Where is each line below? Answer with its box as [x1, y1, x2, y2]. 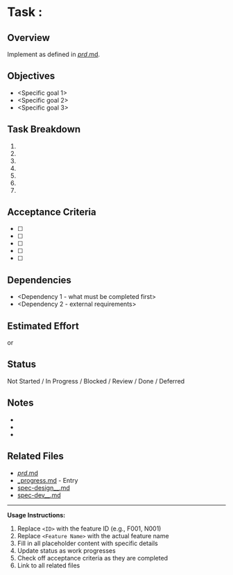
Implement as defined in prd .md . [7, 50, 101, 58]
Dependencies [7, 274, 71, 286]
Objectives [7, 70, 55, 82]
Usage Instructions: [7, 510, 66, 519]
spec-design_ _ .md [17, 483, 71, 492]
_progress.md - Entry [17, 476, 78, 484]
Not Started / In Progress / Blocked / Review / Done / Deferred [7, 377, 185, 385]
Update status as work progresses [17, 546, 116, 555]
